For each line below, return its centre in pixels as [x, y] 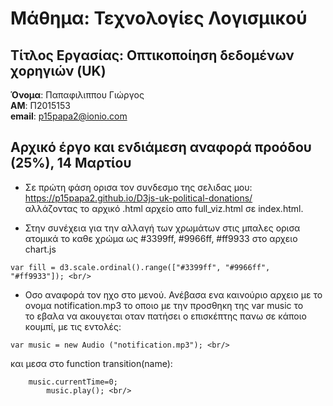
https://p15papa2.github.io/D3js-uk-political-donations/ [138, 198]
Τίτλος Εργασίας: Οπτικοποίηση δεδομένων [152, 55]
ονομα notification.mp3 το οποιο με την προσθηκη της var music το [164, 305]
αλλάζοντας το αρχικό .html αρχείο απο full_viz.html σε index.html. [164, 208]
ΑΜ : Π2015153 [40, 105]
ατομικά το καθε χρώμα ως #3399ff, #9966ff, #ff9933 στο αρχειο [161, 238]
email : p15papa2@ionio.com [69, 116]
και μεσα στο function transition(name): [91, 363]
